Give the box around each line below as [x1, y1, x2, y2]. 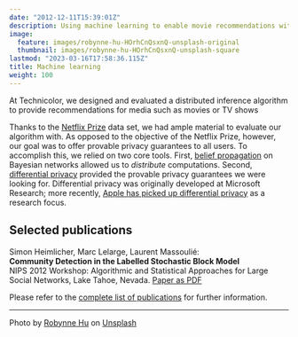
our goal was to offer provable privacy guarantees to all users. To [9, 140, 248, 151]
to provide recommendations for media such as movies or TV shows [9, 104, 259, 115]
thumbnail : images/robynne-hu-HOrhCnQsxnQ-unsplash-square [17, 46, 240, 55]
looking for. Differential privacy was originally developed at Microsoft [9, 178, 261, 189]
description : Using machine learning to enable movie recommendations [9, 21, 276, 30]
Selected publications [9, 223, 133, 238]
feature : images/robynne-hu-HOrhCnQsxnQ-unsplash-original [17, 37, 240, 47]
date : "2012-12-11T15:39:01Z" [9, 12, 122, 22]
